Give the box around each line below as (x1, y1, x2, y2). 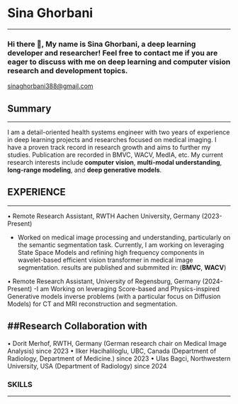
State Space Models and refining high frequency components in (17, 248, 205, 256)
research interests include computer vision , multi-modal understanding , (7, 158, 222, 167)
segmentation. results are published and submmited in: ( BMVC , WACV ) (17, 263, 227, 271)
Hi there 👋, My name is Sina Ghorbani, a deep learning (7, 39, 196, 49)
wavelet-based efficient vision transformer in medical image (17, 256, 193, 264)
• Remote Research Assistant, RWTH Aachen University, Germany (7, 212, 200, 220)
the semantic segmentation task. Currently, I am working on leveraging (17, 240, 225, 249)
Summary (7, 102, 52, 114)
